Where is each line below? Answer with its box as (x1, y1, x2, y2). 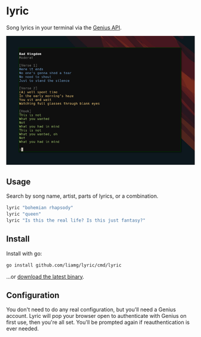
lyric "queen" (6, 211, 42, 217)
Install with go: (6, 250, 42, 257)
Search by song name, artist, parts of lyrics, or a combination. (6, 192, 159, 200)
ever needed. (6, 325, 39, 332)
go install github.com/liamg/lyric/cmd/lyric (6, 262, 121, 268)
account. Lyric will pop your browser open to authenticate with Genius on (6, 313, 187, 320)
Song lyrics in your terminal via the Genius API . (6, 24, 122, 31)
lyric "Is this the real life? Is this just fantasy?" (6, 217, 146, 223)
